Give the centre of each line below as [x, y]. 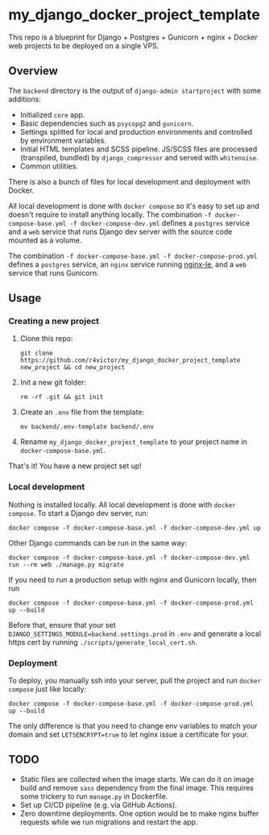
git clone [37, 353]
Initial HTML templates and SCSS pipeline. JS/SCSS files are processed [139, 149]
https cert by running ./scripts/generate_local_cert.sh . [103, 642]
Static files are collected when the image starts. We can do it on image [137, 779]
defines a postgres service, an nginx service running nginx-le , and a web [128, 264]
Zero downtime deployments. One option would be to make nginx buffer [139, 813]
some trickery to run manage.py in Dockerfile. [94, 796]
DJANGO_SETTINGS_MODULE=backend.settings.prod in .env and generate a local [135, 634]
